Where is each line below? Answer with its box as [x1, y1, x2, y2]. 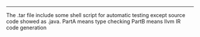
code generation [6, 24, 47, 31]
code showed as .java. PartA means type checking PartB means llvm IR [6, 18, 181, 25]
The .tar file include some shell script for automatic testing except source [6, 12, 186, 18]
